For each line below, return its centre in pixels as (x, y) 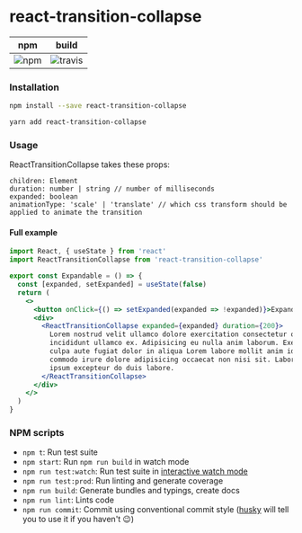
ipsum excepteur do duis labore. (112, 368)
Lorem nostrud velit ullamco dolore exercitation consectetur (168, 334)
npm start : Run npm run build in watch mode (106, 462)
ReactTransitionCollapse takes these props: (90, 164)
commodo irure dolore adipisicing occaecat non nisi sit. (160, 360)
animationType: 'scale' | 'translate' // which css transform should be (148, 205)
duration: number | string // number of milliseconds (112, 189)
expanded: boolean (44, 197)
